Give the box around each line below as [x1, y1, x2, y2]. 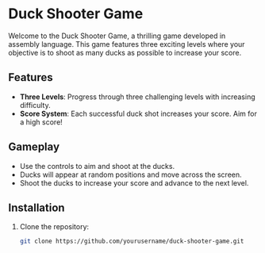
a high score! [19, 117, 63, 127]
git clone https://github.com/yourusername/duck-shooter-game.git [19, 237, 244, 246]
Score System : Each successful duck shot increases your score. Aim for [19, 109, 258, 118]
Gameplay [8, 140, 60, 154]
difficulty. [19, 100, 51, 109]
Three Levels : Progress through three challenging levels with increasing [19, 92, 255, 102]
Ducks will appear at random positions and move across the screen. [19, 170, 242, 179]
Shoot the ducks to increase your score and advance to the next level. [19, 178, 249, 187]
